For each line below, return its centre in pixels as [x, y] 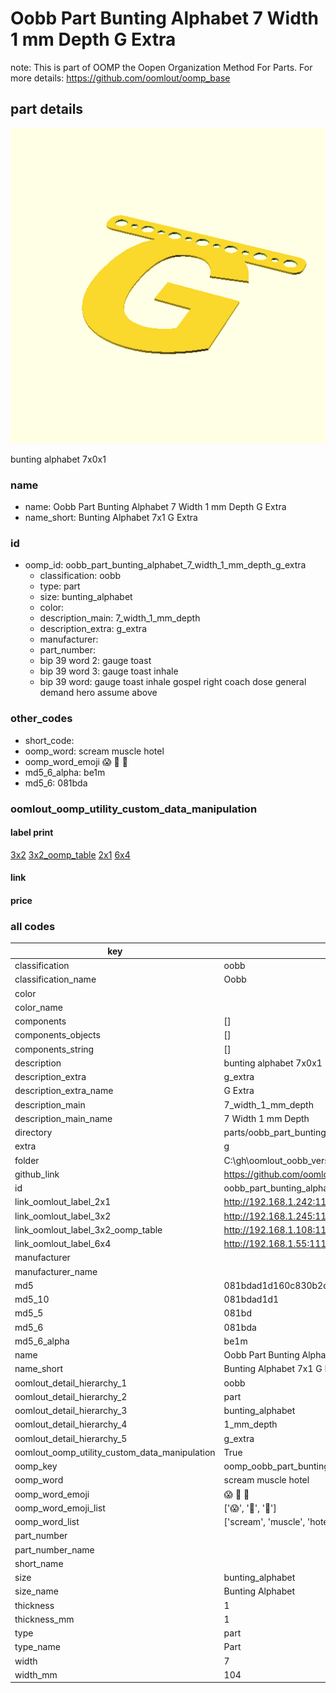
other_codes [41, 719]
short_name [39, 1563]
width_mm [36, 1674]
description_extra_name [64, 1091]
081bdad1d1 [251, 1299]
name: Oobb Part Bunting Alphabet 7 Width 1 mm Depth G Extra [155, 507]
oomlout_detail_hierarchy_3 [71, 1410]
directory [33, 1132]
